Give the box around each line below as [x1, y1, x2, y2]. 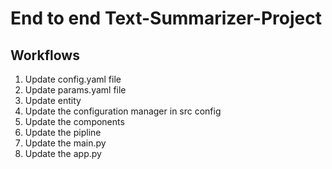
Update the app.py [24, 148, 102, 159]
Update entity [24, 95, 82, 106]
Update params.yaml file [24, 84, 127, 96]
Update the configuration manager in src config [24, 105, 222, 117]
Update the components [24, 116, 125, 127]
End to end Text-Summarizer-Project [10, 7, 322, 30]
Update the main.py [24, 137, 107, 149]
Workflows [10, 47, 80, 64]
